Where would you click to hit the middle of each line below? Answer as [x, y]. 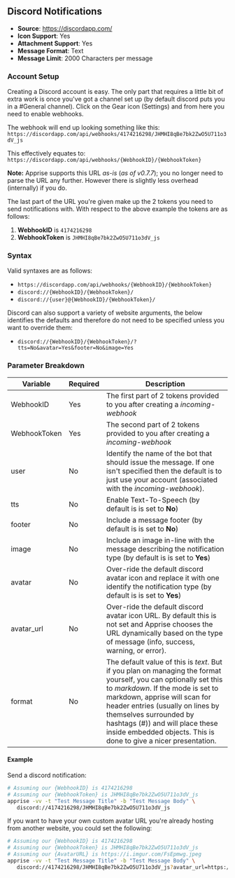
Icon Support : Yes [44, 36]
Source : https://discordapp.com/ [65, 28]
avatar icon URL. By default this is [161, 615]
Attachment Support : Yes [55, 43]
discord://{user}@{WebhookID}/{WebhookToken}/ [86, 300]
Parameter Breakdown [46, 366]
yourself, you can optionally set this [164, 679]
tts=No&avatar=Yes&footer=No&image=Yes [76, 348]
